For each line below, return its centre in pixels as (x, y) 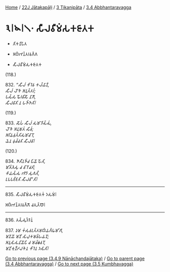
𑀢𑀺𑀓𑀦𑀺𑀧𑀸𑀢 (19, 43)
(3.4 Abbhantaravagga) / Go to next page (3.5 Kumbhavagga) (69, 264)
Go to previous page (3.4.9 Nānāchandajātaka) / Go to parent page (75, 258)
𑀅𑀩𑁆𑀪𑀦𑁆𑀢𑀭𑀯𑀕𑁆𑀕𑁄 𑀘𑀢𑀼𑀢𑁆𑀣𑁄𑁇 (25, 205)
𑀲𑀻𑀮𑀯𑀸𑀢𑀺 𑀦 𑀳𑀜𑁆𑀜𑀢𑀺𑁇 (20, 103)
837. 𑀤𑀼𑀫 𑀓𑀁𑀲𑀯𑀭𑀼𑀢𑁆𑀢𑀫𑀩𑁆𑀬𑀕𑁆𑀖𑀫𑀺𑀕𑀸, (34, 230)
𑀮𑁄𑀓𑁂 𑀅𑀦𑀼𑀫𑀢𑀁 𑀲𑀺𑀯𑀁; (19, 129)
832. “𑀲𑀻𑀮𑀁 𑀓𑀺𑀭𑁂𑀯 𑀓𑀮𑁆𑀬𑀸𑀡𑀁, (27, 84)
